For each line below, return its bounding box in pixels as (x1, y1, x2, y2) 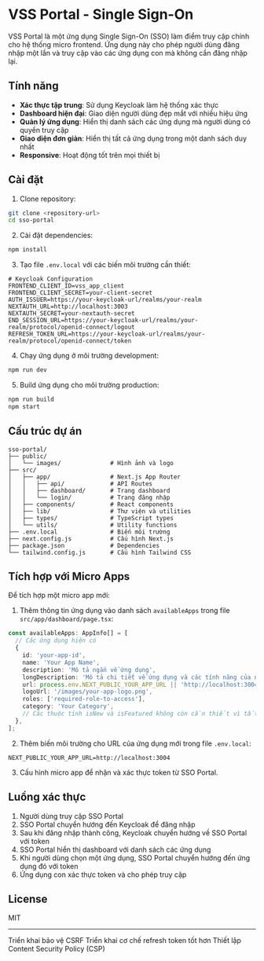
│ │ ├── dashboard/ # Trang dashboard (8, 486, 170, 494)
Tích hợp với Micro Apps (8, 570, 130, 583)
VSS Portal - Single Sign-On (8, 6, 194, 24)
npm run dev (8, 366, 47, 374)
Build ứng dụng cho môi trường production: (19, 380, 159, 390)
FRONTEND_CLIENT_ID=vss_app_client (8, 282, 125, 290)
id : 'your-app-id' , (22, 651, 86, 659)
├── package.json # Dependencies (8, 541, 159, 549)
